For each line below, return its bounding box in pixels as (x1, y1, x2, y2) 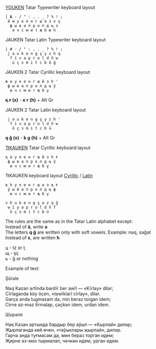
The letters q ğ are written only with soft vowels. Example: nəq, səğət (5, 229, 151, 235)
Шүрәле (5, 312, 23, 317)
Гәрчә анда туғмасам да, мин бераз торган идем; (5, 333, 114, 338)
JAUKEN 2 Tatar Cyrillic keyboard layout (5, 69, 91, 75)
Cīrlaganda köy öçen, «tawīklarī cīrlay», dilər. (5, 291, 101, 297)
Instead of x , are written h (5, 235, 60, 240)
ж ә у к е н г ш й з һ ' (5, 79, 58, 84)
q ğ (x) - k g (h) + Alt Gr (5, 135, 55, 140)
